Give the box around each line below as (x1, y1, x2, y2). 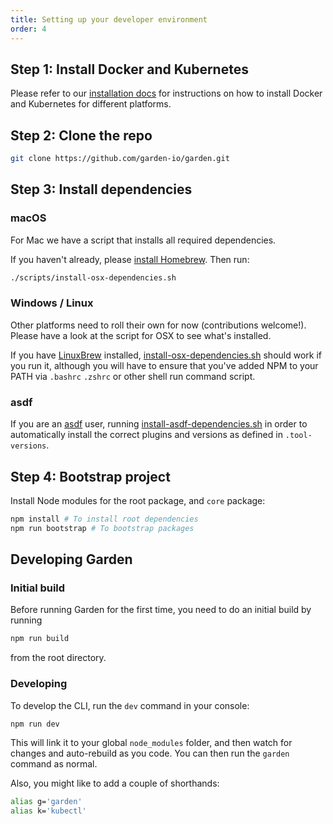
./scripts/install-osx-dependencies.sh (10, 272, 177, 283)
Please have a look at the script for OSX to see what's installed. (10, 329, 272, 341)
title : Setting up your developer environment (10, 14, 208, 25)
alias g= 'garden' (10, 797, 83, 807)
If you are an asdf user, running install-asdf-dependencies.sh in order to (10, 418, 308, 430)
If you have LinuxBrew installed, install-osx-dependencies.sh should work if (10, 349, 322, 361)
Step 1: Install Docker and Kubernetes (10, 61, 249, 78)
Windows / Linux (10, 296, 94, 310)
